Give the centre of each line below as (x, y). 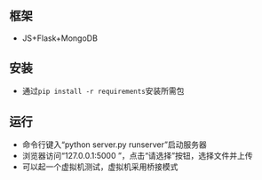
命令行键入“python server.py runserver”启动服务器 (114, 145)
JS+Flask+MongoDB (60, 38)
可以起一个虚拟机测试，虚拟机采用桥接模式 (100, 167)
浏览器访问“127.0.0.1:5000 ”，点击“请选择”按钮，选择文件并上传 (137, 156)
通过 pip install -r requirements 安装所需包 (103, 91)
